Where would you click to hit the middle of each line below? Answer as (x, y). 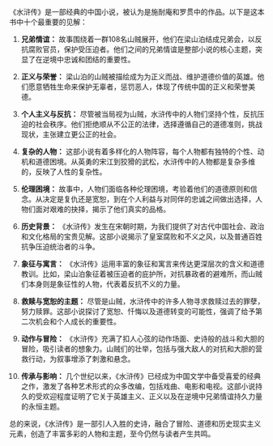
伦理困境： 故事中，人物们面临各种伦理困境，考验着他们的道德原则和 (135, 189)
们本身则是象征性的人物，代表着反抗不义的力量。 (102, 284)
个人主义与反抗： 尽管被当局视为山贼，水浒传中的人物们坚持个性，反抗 (139, 114)
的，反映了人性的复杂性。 (64, 172)
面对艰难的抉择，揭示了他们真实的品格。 (103, 209)
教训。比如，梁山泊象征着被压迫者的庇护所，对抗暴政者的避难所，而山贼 (141, 274)
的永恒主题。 (42, 406)
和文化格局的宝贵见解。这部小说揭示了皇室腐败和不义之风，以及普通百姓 (141, 236)
